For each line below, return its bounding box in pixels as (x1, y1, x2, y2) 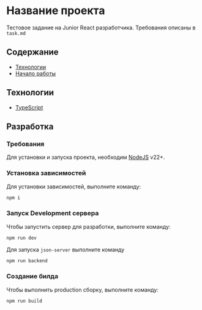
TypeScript (15, 103, 43, 111)
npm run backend (6, 257, 48, 264)
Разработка (6, 121, 54, 131)
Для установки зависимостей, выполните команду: (6, 183, 141, 190)
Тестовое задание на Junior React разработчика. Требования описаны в (6, 24, 196, 31)
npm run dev (6, 235, 37, 241)
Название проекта (6, 4, 105, 18)
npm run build (6, 298, 43, 304)
